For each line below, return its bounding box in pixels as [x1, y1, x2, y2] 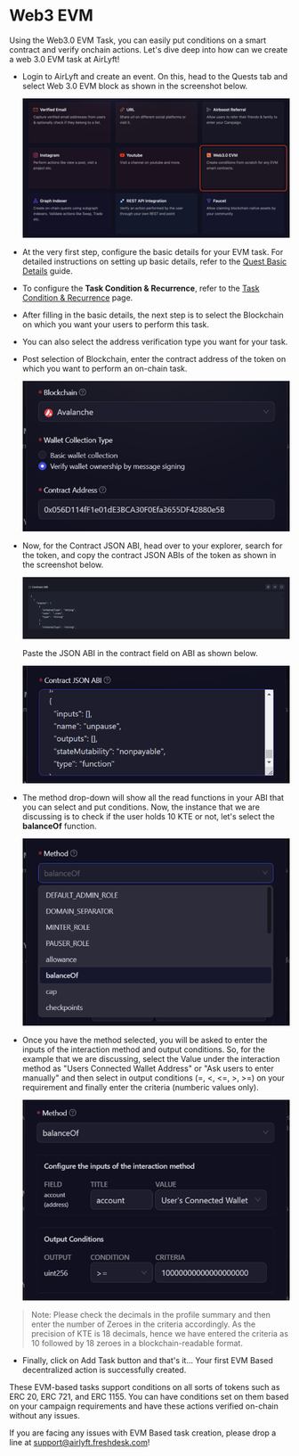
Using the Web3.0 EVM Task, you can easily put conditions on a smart [9, 35, 267, 45]
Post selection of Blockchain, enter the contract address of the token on [21, 354, 287, 365]
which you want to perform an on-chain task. [21, 363, 188, 374]
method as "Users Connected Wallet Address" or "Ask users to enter [21, 1063, 274, 1074]
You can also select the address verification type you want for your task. [21, 336, 288, 348]
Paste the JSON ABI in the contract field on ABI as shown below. [21, 648, 258, 659]
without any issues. [9, 1411, 80, 1421]
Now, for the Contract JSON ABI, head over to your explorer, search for [21, 540, 283, 551]
